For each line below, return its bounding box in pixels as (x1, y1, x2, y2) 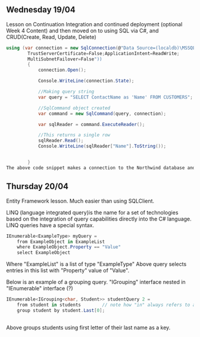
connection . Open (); (37, 67, 86, 73)
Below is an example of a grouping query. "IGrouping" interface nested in (6, 278, 186, 286)
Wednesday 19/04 (6, 5, 76, 15)
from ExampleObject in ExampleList (17, 238, 105, 244)
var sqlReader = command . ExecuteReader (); (37, 121, 145, 127)
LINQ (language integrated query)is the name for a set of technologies (6, 209, 179, 216)
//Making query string (37, 89, 95, 95)
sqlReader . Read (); (37, 137, 84, 144)
